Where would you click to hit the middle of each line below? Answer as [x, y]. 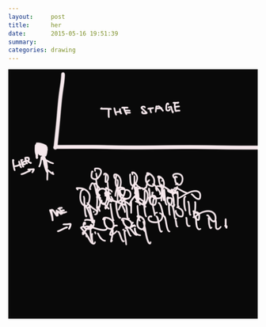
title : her [35, 25]
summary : [23, 42]
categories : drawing [42, 50]
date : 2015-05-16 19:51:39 [63, 33]
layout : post [37, 17]
